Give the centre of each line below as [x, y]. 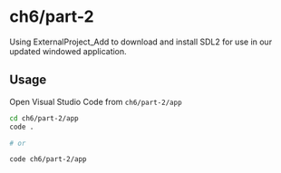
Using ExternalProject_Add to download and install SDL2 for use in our [141, 42]
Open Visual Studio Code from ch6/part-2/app [96, 101]
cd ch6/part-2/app [44, 118]
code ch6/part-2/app [48, 159]
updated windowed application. [68, 51]
